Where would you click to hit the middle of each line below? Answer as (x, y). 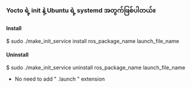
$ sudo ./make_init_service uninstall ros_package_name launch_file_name (96, 68)
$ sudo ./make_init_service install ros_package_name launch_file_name (93, 41)
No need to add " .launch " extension (60, 79)
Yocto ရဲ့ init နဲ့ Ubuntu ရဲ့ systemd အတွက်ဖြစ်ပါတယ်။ (81, 10)
